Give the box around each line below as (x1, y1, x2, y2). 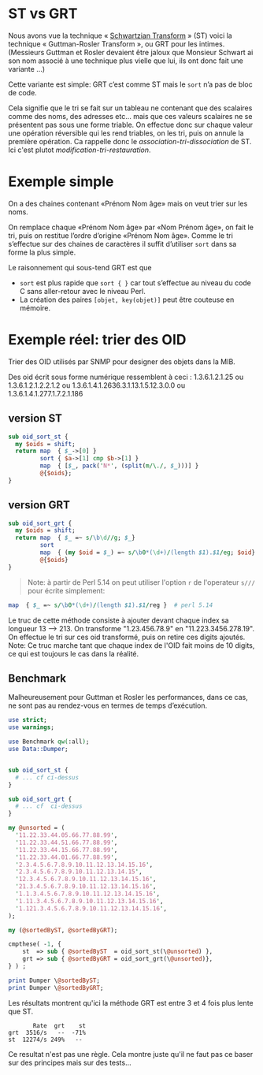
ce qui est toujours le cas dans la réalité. (8, 649, 139, 658)
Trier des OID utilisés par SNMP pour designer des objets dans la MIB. (8, 356, 236, 366)
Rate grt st (32, 1021, 87, 1029)
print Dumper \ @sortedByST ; (8, 976, 101, 984)
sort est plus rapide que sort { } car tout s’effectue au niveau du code (19, 277, 252, 288)
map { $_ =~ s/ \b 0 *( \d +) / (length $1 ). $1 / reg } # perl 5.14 (8, 601, 213, 609)
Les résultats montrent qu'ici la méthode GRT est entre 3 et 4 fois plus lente (8, 998, 254, 1007)
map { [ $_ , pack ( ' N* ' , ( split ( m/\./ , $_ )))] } (39, 462, 199, 470)
